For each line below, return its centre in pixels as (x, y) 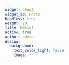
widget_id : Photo (23, 14)
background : (22, 46)
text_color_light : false (39, 50)
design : (13, 42)
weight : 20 (16, 23)
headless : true (20, 19)
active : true (18, 32)
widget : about (19, 10)
